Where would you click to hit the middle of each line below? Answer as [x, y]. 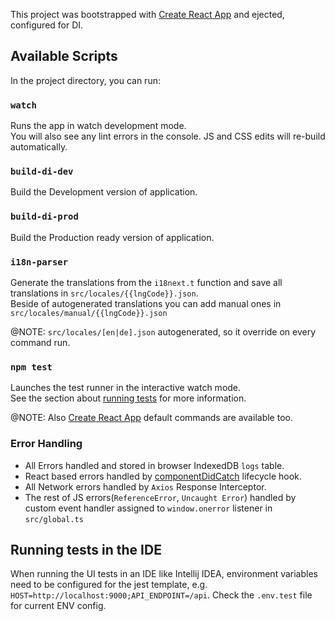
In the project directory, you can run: [85, 80]
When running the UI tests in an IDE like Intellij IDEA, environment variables [164, 574]
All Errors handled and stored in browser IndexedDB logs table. [154, 465]
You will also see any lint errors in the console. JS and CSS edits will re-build [168, 136]
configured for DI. [47, 25]
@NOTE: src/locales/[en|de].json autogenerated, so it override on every [163, 332]
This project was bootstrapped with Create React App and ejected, [147, 14]
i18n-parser [39, 262]
